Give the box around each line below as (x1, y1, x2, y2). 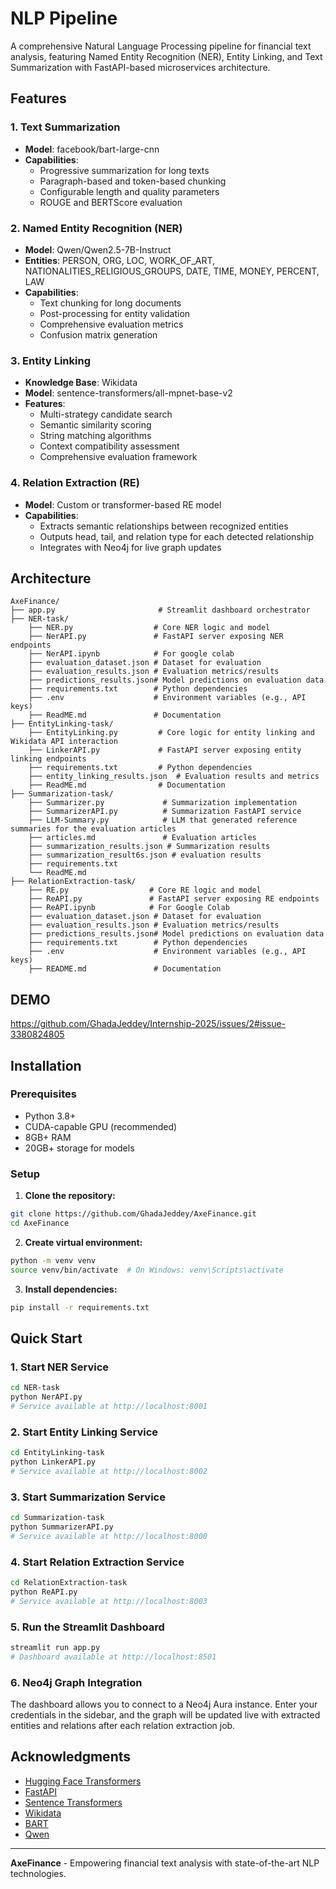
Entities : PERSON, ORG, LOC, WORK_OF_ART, (24, 254, 216, 266)
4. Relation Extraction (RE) (10, 476, 140, 490)
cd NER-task (10, 1383, 60, 1393)
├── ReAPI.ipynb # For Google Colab (28, 903, 230, 913)
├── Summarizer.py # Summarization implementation (28, 798, 298, 808)
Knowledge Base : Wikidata (24, 377, 138, 389)
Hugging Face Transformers (24, 1775, 142, 1787)
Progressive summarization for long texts (39, 164, 210, 176)
